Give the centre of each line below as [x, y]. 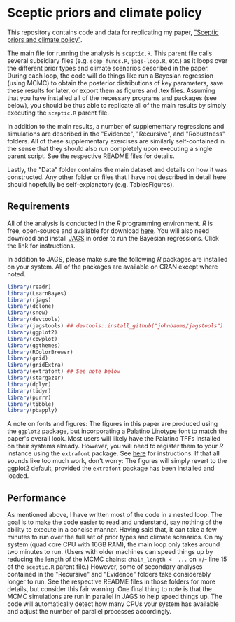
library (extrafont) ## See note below [64, 372]
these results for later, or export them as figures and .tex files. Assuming [111, 90]
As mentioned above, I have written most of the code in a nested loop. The [115, 515]
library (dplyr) [29, 384]
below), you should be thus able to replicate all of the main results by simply [117, 105]
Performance [37, 498]
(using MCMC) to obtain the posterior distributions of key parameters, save [115, 83]
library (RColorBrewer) [40, 352]
